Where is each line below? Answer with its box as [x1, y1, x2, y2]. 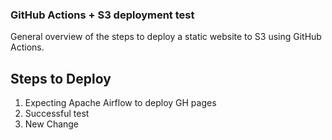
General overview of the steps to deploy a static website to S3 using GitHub [10, 31, 322, 43]
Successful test [24, 108, 90, 120]
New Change [24, 118, 80, 130]
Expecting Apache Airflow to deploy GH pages [24, 97, 217, 109]
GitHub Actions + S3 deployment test [10, 8, 195, 22]
